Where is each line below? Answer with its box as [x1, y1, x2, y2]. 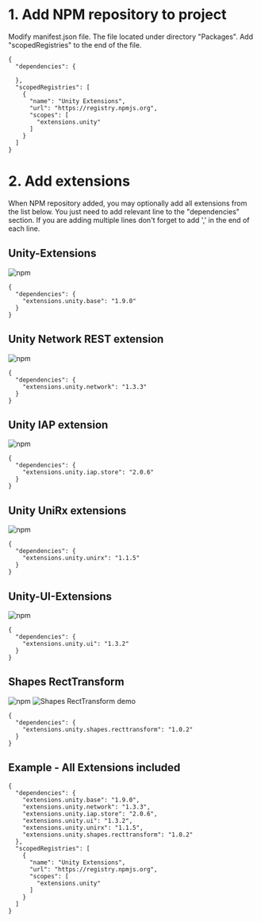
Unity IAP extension [8, 418, 109, 432]
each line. [8, 224, 40, 233]
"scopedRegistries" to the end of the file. [8, 40, 142, 49]
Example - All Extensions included [8, 761, 181, 774]
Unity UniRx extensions [8, 504, 127, 517]
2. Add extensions [8, 172, 131, 190]
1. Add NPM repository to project [8, 6, 227, 24]
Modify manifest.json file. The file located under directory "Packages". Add [8, 32, 254, 41]
